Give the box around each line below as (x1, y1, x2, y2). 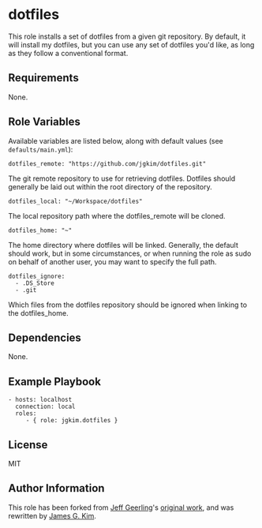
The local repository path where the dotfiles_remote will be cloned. (8, 211, 226, 220)
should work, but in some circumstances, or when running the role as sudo (8, 249, 252, 258)
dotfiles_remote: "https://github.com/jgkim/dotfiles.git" (8, 159, 207, 167)
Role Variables (8, 115, 80, 129)
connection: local (15, 403, 77, 411)
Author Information (8, 481, 105, 495)
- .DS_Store (15, 279, 55, 287)
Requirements (8, 71, 79, 84)
